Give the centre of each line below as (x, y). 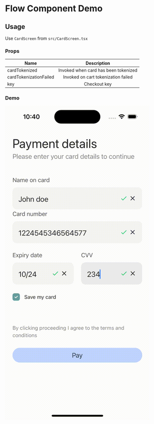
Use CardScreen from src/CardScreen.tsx (47, 38)
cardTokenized (22, 70)
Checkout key (98, 84)
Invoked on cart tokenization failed (98, 77)
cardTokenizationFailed (31, 77)
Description (98, 63)
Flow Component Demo (54, 9)
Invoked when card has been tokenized (98, 70)
